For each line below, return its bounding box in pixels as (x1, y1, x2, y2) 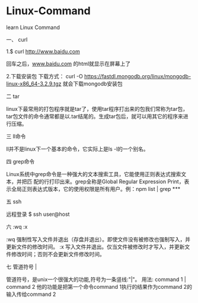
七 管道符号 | (6, 263, 37, 270)
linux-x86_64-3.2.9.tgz (6, 80, 62, 87)
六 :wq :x (6, 223, 28, 230)
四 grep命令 (6, 158, 35, 165)
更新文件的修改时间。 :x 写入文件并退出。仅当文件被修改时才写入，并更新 (6, 243, 185, 250)
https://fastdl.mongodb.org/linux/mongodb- (84, 72, 191, 79)
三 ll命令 (6, 132, 26, 140)
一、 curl (6, 36, 28, 43)
